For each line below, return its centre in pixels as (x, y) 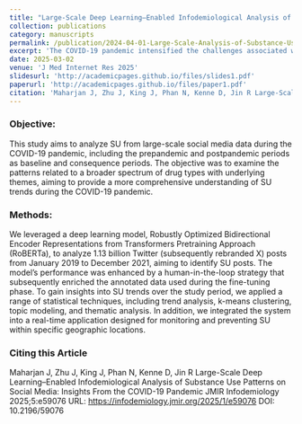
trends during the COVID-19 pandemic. (81, 191)
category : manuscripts (52, 34)
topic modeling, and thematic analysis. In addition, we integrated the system (150, 311)
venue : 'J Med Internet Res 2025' (74, 68)
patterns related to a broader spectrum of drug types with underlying (137, 172)
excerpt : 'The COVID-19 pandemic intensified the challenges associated (148, 51)
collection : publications (58, 26)
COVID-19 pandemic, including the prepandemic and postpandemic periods (150, 153)
